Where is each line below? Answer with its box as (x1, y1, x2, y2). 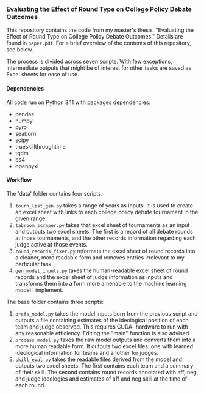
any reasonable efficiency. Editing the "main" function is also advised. (15, 329, 191, 336)
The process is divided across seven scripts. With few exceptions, (6, 58, 172, 65)
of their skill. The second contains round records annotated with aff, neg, (15, 368, 199, 376)
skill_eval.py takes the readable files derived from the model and (15, 355, 183, 363)
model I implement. (15, 286, 64, 294)
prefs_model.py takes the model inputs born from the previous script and (15, 310, 198, 317)
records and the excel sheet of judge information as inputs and (15, 273, 173, 280)
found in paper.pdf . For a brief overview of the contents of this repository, (6, 39, 192, 47)
